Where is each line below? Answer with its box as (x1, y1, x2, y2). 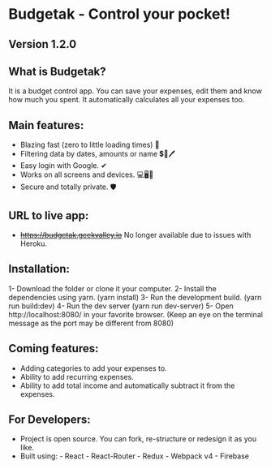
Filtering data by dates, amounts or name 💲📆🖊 (19, 149, 176, 159)
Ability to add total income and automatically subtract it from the (19, 381, 235, 390)
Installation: (8, 262, 71, 276)
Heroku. (19, 239, 47, 248)
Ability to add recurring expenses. (19, 372, 134, 381)
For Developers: (8, 413, 91, 427)
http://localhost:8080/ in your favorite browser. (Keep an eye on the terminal (8, 309, 264, 319)
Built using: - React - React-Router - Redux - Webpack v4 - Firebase (19, 451, 250, 461)
